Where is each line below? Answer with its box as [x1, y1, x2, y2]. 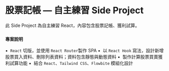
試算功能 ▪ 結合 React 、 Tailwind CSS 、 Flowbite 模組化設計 [9, 60, 133, 66]
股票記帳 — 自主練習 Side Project [5, 5, 144, 16]
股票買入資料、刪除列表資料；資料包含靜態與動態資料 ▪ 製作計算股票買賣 [5, 54, 158, 60]
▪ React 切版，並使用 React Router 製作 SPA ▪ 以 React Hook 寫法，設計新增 [5, 48, 164, 54]
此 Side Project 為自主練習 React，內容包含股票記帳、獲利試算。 [5, 22, 140, 28]
